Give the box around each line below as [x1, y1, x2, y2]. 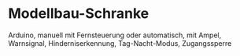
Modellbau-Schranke [8, 5, 150, 23]
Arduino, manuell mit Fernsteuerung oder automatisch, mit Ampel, [8, 30, 222, 40]
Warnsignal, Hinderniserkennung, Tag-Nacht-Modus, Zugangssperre [8, 38, 232, 47]
